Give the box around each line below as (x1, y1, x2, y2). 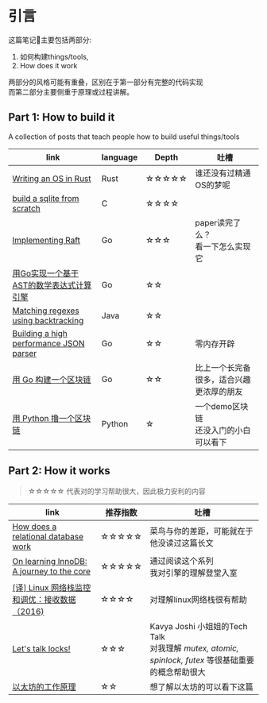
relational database (12, 531, 84, 542)
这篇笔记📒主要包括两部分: (8, 35, 92, 44)
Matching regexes (12, 305, 79, 316)
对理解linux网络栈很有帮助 (149, 593, 248, 605)
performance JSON (12, 338, 85, 349)
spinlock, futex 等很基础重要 (149, 655, 255, 666)
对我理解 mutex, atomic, (149, 643, 240, 654)
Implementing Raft (12, 234, 81, 245)
